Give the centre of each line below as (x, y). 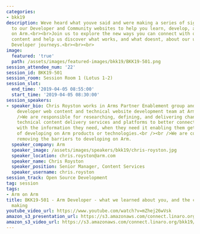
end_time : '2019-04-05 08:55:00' (53, 89)
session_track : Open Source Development (57, 178)
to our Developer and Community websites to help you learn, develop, (101, 28)
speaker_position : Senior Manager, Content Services (78, 167)
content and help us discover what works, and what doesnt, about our (101, 39)
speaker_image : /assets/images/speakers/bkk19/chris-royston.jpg (94, 150)
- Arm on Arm (22, 194)
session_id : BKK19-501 (34, 73)
